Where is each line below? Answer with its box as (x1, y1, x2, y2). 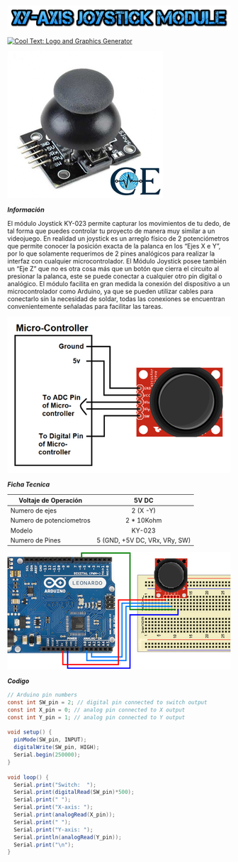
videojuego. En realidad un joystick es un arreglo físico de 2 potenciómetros (7, 234, 229, 243)
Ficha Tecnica (7, 480, 50, 489)
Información (7, 205, 45, 214)
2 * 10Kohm (125, 516, 162, 525)
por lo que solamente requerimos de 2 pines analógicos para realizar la (7, 249, 215, 258)
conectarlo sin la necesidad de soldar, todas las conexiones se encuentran (7, 294, 225, 303)
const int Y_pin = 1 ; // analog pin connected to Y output (7, 714, 186, 721)
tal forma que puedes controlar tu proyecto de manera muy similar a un (7, 227, 215, 235)
